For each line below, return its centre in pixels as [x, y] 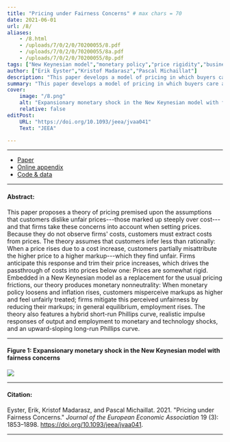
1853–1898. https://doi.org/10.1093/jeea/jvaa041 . [75, 424]
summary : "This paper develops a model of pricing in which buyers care [113, 84]
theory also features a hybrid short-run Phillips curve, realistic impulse [106, 314]
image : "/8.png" [43, 97]
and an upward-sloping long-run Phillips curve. [74, 328]
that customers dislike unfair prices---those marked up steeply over [103, 219]
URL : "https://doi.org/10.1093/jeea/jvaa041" [86, 122]
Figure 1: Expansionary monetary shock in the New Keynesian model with [114, 351]
